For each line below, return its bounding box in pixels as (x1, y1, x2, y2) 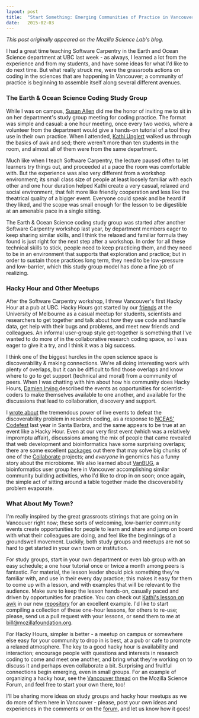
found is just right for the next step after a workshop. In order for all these (6, 238, 185, 245)
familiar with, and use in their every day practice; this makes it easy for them (6, 575, 192, 582)
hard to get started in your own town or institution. (6, 545, 129, 552)
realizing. (6, 269, 28, 276)
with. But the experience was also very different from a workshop (6, 169, 166, 176)
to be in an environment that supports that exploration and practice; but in (6, 250, 187, 257)
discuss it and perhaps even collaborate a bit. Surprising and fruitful (6, 662, 172, 669)
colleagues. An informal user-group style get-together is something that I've (6, 329, 192, 336)
